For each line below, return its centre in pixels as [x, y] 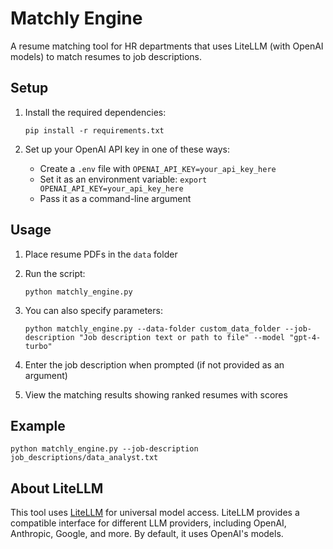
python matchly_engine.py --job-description [104, 449]
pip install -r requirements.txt [94, 130]
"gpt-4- [305, 337]
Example [38, 425]
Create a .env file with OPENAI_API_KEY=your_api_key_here [158, 168]
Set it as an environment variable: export [123, 179]
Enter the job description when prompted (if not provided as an [154, 364]
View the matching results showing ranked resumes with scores [156, 394]
